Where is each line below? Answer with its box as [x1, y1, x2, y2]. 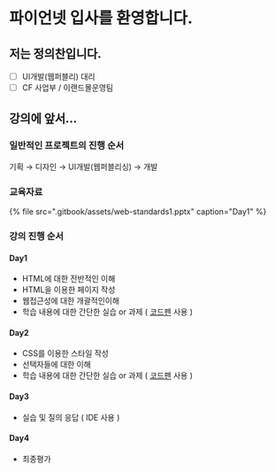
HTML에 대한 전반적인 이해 [21, 274, 116, 284]
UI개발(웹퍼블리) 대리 [21, 72, 95, 81]
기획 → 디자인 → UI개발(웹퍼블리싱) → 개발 [9, 161, 158, 172]
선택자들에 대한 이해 [21, 360, 91, 370]
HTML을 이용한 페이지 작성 [21, 284, 116, 295]
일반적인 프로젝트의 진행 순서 [9, 139, 125, 151]
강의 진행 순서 [9, 230, 65, 243]
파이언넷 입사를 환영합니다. [9, 8, 193, 28]
